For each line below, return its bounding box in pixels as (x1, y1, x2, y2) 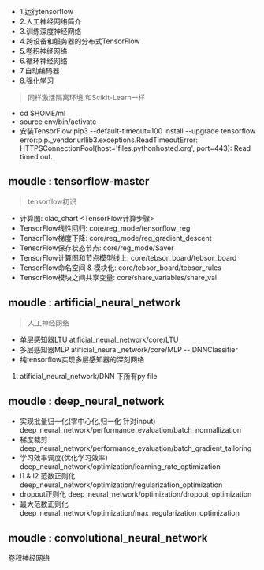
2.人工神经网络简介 (19, 17, 82, 26)
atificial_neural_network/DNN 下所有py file (19, 371, 158, 381)
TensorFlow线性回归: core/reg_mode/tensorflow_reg (19, 223, 191, 233)
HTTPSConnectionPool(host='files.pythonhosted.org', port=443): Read (19, 144, 251, 152)
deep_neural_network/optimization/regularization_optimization (19, 480, 223, 489)
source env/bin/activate (19, 117, 97, 126)
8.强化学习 (19, 76, 54, 85)
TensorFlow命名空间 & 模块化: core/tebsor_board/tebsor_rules (19, 263, 222, 272)
